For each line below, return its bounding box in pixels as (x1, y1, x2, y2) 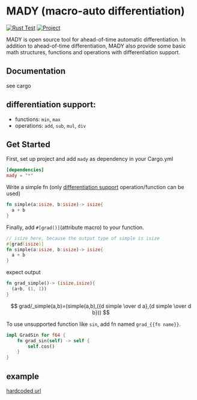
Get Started (6, 139, 50, 149)
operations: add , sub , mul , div (14, 122, 86, 129)
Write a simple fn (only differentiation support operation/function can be (6, 184, 184, 191)
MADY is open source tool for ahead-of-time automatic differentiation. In (6, 36, 186, 43)
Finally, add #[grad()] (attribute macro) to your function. (6, 223, 144, 231)
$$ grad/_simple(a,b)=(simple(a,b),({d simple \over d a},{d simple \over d (10, 302, 192, 310)
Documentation (6, 66, 66, 77)
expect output (6, 269, 41, 276)
